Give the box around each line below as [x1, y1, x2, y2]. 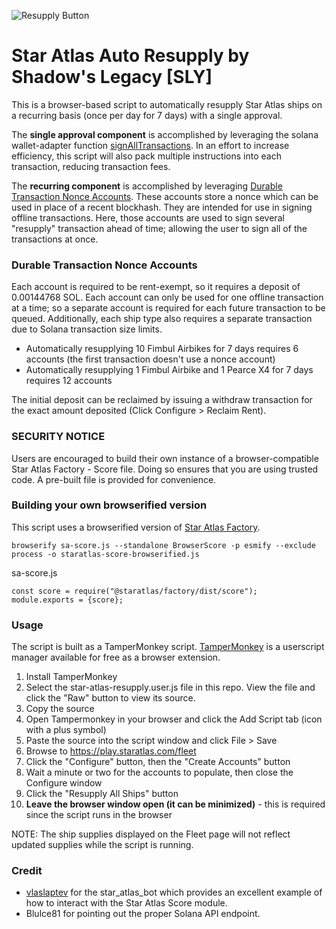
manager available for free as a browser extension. [11, 651, 221, 664]
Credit [11, 864, 43, 878]
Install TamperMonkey [25, 671, 118, 683]
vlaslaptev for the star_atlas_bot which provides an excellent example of [25, 886, 323, 899]
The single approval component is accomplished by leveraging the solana [11, 128, 319, 140]
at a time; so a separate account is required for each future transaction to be [11, 302, 326, 314]
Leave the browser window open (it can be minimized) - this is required [25, 798, 326, 810]
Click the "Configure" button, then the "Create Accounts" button [25, 756, 291, 768]
